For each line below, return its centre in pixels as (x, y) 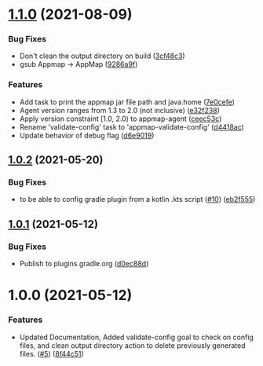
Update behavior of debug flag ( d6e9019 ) (87, 135)
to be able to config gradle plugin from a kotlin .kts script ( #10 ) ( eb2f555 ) (137, 199)
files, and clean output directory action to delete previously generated (132, 345)
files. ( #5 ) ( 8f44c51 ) (51, 353)
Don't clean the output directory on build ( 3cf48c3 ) (102, 56)
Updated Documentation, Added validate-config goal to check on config (136, 337)
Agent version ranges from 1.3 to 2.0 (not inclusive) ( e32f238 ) (119, 110)
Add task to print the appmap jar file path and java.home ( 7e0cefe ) (127, 102)
